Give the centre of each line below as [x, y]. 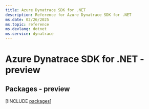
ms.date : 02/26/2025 [27, 19]
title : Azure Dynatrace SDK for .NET [46, 10]
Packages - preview [38, 89]
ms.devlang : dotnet [26, 29]
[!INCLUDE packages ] [28, 101]
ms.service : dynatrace [29, 34]
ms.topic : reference [27, 24]
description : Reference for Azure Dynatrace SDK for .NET [68, 15]
